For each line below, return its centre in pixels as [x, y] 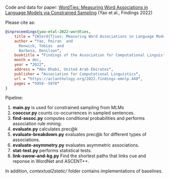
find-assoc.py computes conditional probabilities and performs [78, 118]
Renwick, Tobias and [41, 46]
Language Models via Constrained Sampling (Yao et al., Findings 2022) [79, 13]
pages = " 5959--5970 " [37, 83]
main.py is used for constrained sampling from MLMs [68, 108]
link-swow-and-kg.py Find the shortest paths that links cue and [79, 156]
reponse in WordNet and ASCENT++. [51, 161]
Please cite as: [20, 23]
